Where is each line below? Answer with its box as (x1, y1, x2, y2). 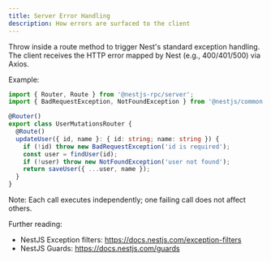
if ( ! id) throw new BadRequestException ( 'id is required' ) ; (23, 143, 230, 151)
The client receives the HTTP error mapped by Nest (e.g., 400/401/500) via (8, 50, 261, 60)
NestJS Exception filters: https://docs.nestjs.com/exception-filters (19, 235, 242, 244)
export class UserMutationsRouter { (8, 120, 132, 128)
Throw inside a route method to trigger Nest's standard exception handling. (8, 41, 260, 51)
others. (8, 203, 32, 213)
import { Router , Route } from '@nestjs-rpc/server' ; (8, 90, 195, 98)
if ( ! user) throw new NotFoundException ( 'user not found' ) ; (23, 157, 230, 166)
